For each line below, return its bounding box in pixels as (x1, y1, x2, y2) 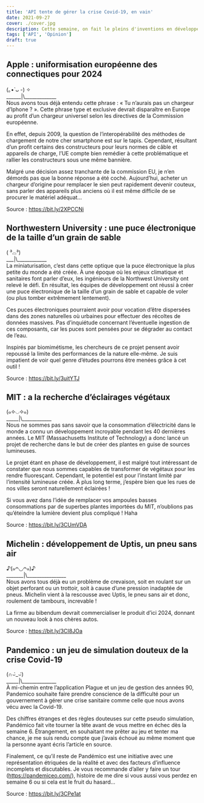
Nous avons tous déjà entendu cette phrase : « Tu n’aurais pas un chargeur (6, 99, 194, 106)
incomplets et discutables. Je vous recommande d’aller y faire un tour (6, 765, 181, 773)
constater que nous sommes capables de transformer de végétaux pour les (6, 466, 195, 473)
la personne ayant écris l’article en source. (6, 741, 112, 748)
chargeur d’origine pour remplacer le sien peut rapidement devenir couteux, (6, 180, 196, 188)
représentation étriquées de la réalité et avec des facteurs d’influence (6, 759, 181, 767)
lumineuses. (6, 447, 37, 455)
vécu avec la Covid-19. (6, 703, 64, 711)
